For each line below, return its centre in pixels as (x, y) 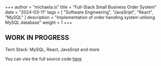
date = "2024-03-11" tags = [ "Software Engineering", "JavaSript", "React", (79, 12)
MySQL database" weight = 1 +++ (39, 22)
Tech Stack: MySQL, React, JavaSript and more (52, 49)
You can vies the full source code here (44, 59)
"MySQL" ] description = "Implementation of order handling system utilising (80, 17)
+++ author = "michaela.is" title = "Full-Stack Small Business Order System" (81, 7)
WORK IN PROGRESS (37, 38)
